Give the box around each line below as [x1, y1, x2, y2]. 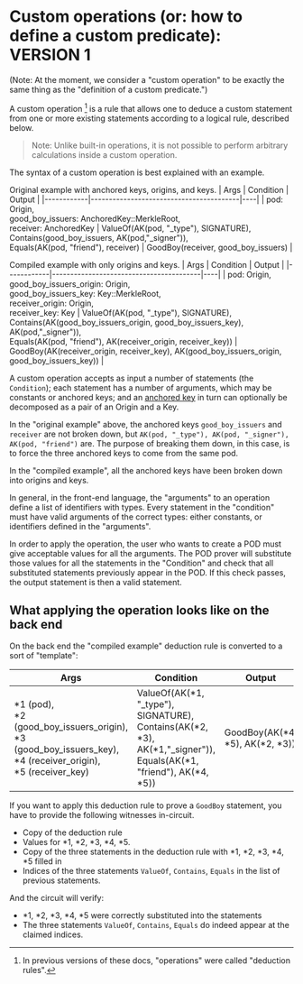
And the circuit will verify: [9, 893, 105, 904]
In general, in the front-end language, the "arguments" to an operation [9, 492, 271, 502]
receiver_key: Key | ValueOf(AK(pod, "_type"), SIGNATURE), [9, 307, 233, 317]
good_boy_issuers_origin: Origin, [9, 278, 131, 290]
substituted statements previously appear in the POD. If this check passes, [9, 566, 287, 578]
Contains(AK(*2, [136, 721, 209, 733]
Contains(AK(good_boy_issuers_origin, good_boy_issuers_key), [9, 317, 244, 327]
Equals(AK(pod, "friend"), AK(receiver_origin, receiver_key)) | [9, 336, 238, 346]
